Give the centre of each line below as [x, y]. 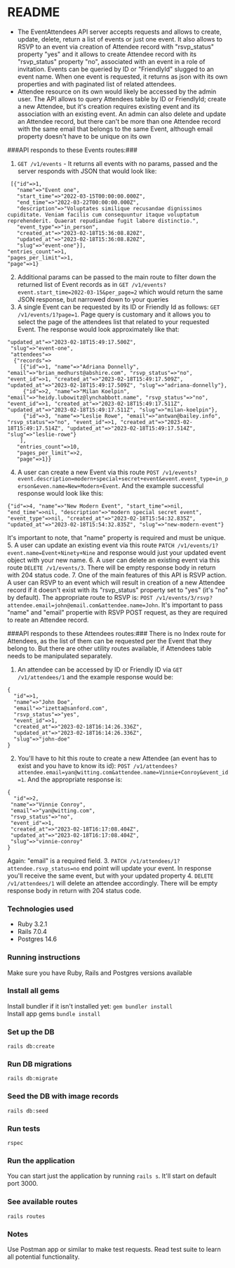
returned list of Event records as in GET [73, 284]
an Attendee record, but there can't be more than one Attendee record [119, 121]
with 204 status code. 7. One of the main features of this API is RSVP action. [117, 575]
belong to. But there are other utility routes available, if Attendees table [109, 648]
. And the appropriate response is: [73, 779]
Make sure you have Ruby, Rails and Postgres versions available [100, 973]
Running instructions [44, 957]
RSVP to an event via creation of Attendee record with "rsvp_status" [116, 46]
